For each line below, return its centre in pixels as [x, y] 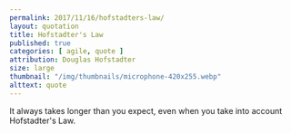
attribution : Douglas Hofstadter [73, 60]
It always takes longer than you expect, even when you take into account [146, 110]
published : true [40, 43]
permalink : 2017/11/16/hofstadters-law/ [87, 18]
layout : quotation [44, 26]
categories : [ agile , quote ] [67, 52]
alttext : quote [38, 85]
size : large [32, 69]
